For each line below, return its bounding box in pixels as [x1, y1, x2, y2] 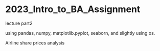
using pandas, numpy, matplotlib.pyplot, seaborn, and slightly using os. [5, 30, 155, 36]
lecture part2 [5, 20, 33, 26]
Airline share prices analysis [5, 39, 65, 46]
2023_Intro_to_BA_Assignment [5, 4, 141, 15]
